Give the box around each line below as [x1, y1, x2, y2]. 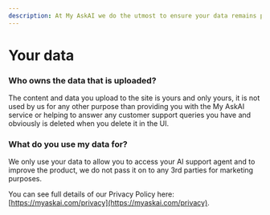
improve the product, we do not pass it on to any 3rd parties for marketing [8, 165, 254, 175]
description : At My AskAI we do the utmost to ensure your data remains [8, 11, 257, 20]
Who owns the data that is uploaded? [8, 75, 157, 86]
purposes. [8, 174, 43, 184]
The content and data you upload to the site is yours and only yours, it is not [8, 93, 260, 103]
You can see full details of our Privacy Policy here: [8, 189, 174, 199]
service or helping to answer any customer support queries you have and [8, 110, 252, 120]
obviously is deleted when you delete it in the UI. [8, 119, 170, 128]
